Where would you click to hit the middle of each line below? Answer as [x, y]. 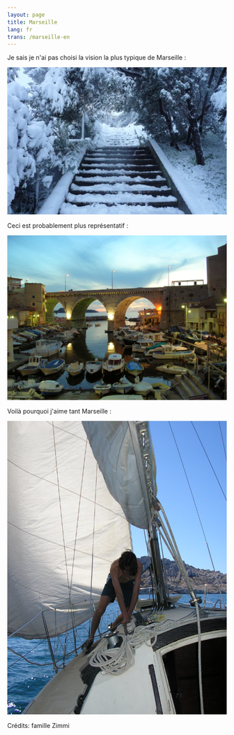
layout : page [26, 15]
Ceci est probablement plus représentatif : [68, 225]
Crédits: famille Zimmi [38, 725]
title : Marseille [32, 22]
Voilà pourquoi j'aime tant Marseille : [59, 411]
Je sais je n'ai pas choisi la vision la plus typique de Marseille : [97, 58]
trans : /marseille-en [39, 37]
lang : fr [20, 29]
